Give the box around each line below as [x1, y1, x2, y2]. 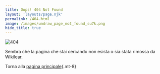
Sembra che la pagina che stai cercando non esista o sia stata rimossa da [5, 49, 156, 55]
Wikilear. [5, 54, 23, 60]
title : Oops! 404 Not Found [5, 7, 63, 12]
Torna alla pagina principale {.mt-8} [5, 64, 77, 70]
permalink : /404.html [5, 16, 50, 21]
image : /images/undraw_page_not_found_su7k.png [5, 21, 106, 26]
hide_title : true [5, 26, 41, 31]
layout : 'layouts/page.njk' [5, 12, 63, 17]
